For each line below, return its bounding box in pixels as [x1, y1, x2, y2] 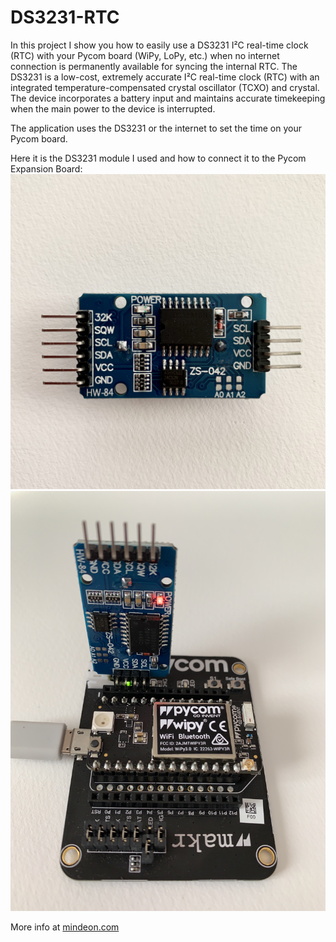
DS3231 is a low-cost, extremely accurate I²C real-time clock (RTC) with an [10, 71, 320, 83]
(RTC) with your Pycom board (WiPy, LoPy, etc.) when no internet [10, 49, 280, 61]
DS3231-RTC [10, 6, 120, 29]
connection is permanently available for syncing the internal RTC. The [10, 60, 298, 72]
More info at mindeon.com [10, 921, 120, 933]
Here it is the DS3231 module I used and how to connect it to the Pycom [10, 152, 307, 164]
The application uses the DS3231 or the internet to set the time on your [10, 122, 302, 134]
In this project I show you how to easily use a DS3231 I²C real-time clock [10, 39, 309, 51]
